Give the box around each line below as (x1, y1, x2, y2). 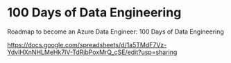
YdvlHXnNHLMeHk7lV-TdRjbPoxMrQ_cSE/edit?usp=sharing (7, 48, 178, 56)
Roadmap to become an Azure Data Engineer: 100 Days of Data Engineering (7, 27, 224, 36)
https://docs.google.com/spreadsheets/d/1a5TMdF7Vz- (7, 40, 167, 49)
